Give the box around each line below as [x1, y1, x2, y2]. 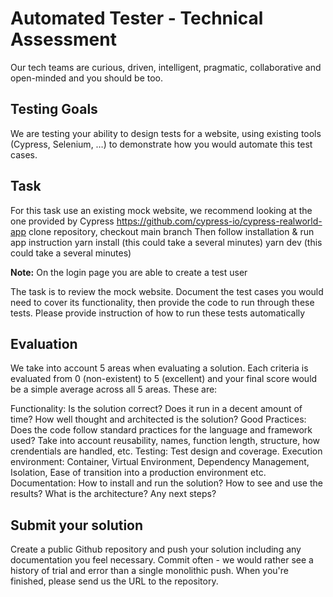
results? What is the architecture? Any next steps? [10, 488, 217, 500]
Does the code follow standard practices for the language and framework [10, 424, 313, 436]
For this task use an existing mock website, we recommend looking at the [10, 204, 313, 216]
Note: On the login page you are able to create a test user [10, 266, 248, 278]
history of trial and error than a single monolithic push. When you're [10, 565, 289, 577]
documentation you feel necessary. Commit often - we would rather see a [10, 554, 314, 566]
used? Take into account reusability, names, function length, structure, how [10, 435, 321, 447]
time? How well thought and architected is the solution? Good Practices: [10, 413, 307, 426]
